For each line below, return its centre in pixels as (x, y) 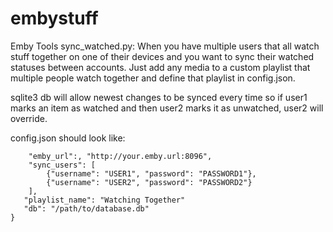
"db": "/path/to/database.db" (86, 208)
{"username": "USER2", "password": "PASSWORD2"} (149, 182)
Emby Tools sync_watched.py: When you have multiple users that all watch (165, 46)
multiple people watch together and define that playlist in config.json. (153, 78)
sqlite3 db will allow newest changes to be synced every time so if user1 (159, 97)
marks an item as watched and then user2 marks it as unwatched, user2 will (167, 108)
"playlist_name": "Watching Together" (104, 200)
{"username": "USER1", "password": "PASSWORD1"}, (151, 173)
